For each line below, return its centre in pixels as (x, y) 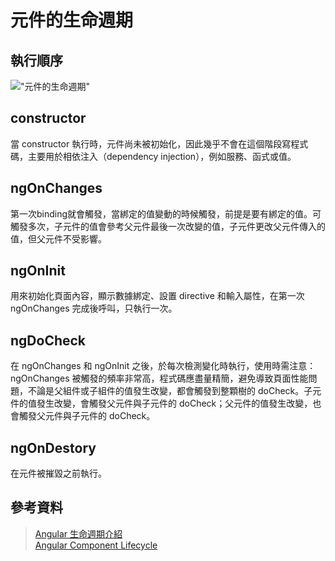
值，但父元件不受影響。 (58, 238)
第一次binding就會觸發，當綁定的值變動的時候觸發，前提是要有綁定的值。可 (166, 213)
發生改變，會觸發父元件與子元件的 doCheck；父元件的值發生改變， (174, 403)
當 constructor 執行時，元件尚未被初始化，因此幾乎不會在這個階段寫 (151, 143)
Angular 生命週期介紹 (78, 533)
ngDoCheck (48, 340)
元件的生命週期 (72, 20)
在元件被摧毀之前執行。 (58, 473)
